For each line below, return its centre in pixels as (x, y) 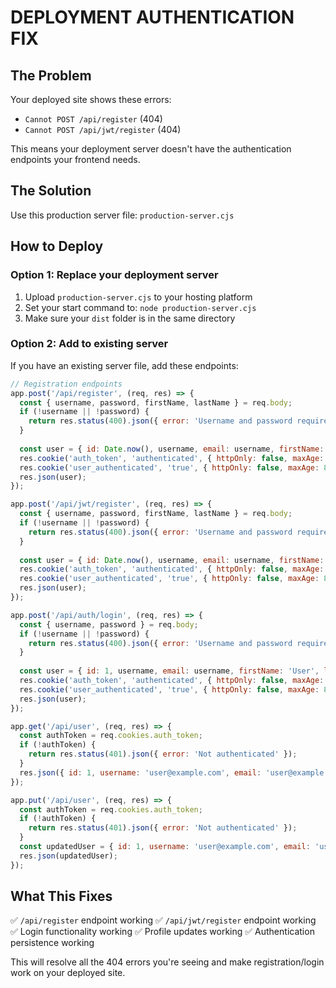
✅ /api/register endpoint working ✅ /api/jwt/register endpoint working (163, 920)
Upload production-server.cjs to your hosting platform (138, 297)
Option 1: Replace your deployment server (114, 275)
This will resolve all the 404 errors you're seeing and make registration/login (167, 962)
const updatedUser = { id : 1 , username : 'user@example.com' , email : (165, 847)
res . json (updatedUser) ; (68, 856)
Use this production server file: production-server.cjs (122, 215)
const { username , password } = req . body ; (109, 624)
